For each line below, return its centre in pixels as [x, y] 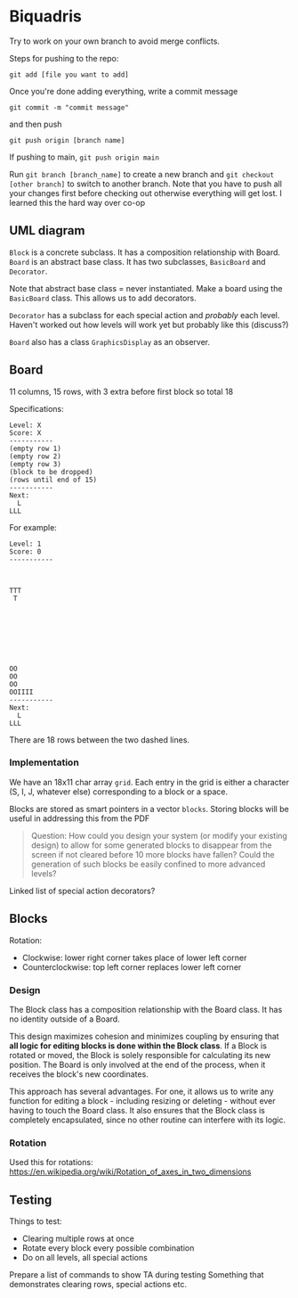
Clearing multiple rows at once [78, 1239]
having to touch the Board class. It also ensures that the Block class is [137, 1110]
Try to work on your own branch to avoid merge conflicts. [115, 41]
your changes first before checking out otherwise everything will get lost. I [145, 193]
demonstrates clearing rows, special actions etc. [98, 1285]
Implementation [44, 762]
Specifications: [36, 408]
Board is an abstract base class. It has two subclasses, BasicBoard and [137, 261]
